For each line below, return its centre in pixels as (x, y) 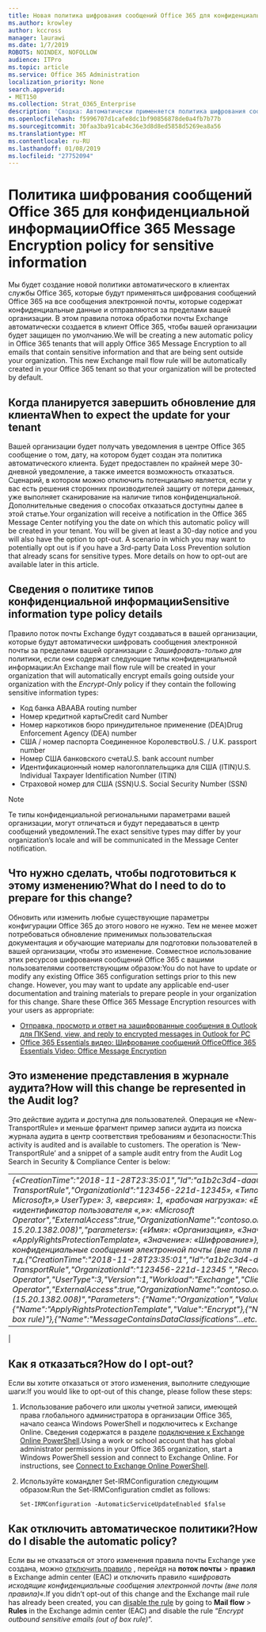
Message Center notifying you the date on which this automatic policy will (129, 522)
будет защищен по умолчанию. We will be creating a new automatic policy (131, 335)
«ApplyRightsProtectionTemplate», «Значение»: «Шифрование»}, (136, 1240)
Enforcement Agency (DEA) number (78, 733)
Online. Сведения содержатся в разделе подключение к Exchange (132, 1432)
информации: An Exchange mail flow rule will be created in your (112, 667)
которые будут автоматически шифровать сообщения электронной (123, 642)
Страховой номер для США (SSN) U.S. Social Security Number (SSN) (133, 784)
